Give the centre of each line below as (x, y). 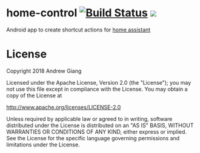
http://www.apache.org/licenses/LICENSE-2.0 (64, 107)
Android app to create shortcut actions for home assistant (78, 30)
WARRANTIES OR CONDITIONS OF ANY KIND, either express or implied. (96, 132)
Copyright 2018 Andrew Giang (44, 71)
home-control (42, 13)
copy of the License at (34, 95)
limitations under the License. (43, 145)
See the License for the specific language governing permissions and (93, 138)
